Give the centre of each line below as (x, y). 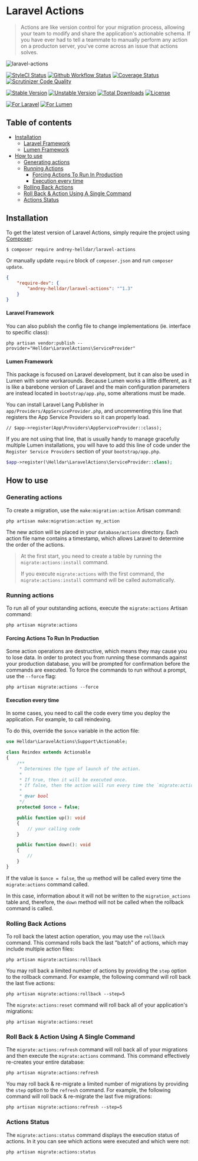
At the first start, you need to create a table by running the (91, 556)
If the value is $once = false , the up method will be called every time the (94, 878)
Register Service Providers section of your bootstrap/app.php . (83, 452)
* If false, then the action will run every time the (87, 785)
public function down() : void (54, 845)
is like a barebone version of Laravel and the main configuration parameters (98, 387)
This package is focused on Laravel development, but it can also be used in (98, 374)
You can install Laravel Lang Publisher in (55, 404)
